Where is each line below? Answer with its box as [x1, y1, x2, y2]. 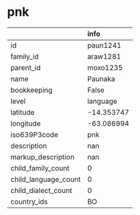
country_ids [10, 196, 48, 206]
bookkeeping [10, 85, 53, 95]
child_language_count [10, 174, 81, 184]
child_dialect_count [10, 185, 72, 195]
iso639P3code [10, 130, 59, 139]
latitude [10, 107, 35, 117]
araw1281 [87, 52, 122, 61]
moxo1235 [87, 63, 123, 72]
